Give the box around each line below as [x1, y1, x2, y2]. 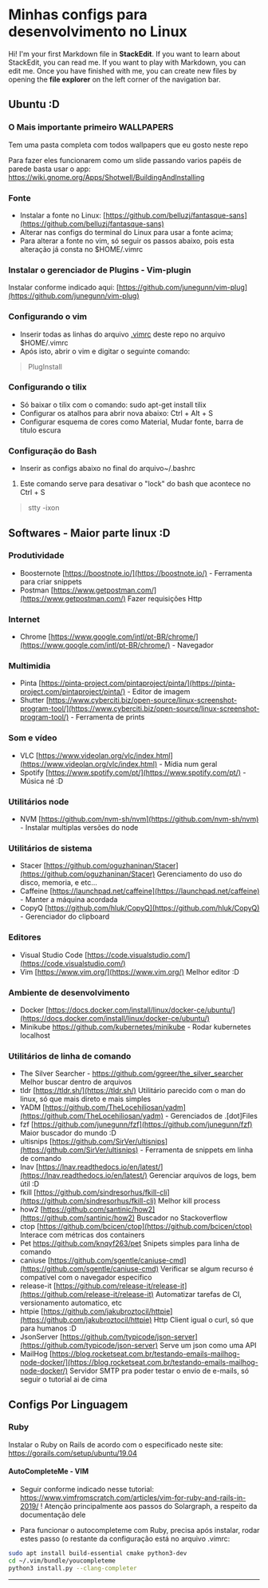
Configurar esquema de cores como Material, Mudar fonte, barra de [19, 417, 244, 426]
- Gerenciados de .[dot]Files [164, 1111, 258, 1121]
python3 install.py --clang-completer [8, 1564, 137, 1572]
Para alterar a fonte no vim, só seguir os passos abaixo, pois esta [19, 236, 235, 245]
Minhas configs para [8, 6, 148, 24]
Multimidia [8, 660, 51, 672]
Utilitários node [8, 796, 69, 807]
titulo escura [19, 425, 61, 435]
